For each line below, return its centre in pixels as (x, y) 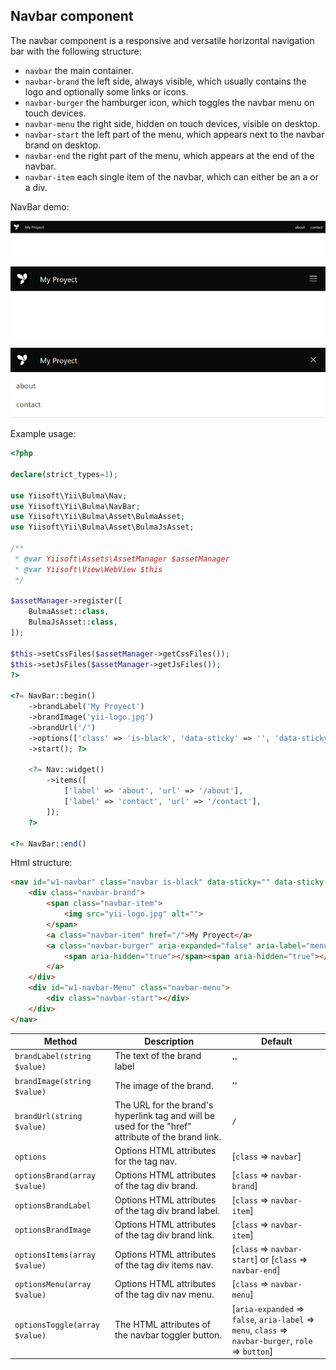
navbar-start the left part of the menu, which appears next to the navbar (174, 134)
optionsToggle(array (57, 1325)
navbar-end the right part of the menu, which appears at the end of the (169, 155)
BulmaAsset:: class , (69, 612)
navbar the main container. (79, 70)
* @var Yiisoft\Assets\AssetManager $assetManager (122, 559)
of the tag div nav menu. (164, 1295)
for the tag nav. (146, 1161)
